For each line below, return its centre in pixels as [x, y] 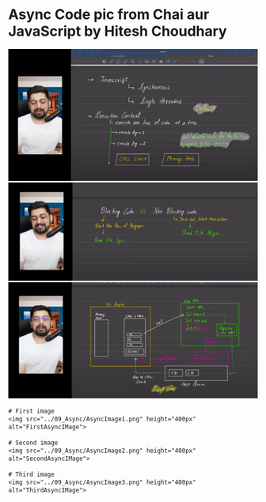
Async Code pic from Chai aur [109, 15]
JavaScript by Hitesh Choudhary [118, 31]
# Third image [32, 474]
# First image [32, 411]
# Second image [33, 443]
